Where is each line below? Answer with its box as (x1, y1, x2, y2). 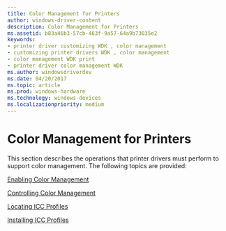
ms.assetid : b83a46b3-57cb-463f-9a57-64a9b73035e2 (7, 29, 158, 37)
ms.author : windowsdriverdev (7, 68, 92, 75)
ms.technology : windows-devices (7, 95, 101, 102)
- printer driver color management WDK (7, 62, 123, 69)
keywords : (7, 36, 36, 43)
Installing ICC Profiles (7, 216, 69, 224)
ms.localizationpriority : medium (7, 101, 105, 108)
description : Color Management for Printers (7, 23, 139, 30)
